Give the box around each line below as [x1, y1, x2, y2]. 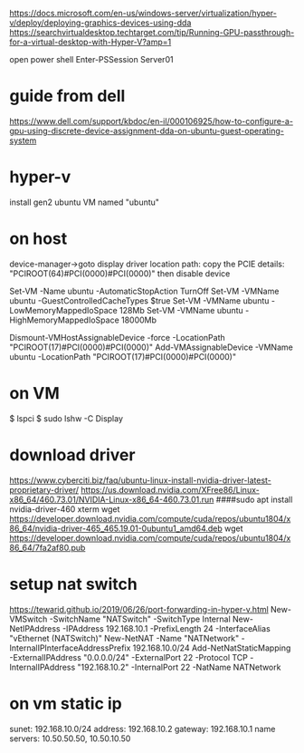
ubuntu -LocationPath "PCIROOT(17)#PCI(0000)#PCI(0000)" [9, 351, 237, 362]
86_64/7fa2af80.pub [9, 542, 86, 553]
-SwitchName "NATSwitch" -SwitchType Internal [49, 613, 231, 624]
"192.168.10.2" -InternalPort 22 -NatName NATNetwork [77, 661, 281, 672]
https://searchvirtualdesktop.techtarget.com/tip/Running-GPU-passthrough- [9, 27, 295, 37]
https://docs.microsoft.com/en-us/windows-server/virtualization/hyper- [9, 8, 278, 18]
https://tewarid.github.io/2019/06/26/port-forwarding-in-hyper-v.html [9, 603, 269, 614]
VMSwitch [9, 613, 48, 624]
